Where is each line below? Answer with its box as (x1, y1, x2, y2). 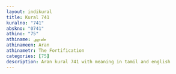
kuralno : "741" (6, 20, 44, 26)
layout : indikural (6, 8, 52, 15)
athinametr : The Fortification (6, 48, 85, 54)
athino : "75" (6, 31, 39, 37)
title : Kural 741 (6, 14, 50, 20)
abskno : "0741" (6, 25, 44, 32)
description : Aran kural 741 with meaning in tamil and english (6, 58, 171, 64)
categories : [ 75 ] (6, 53, 50, 59)
